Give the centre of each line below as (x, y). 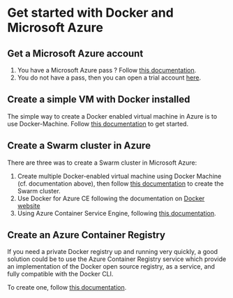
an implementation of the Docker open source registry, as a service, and (111, 267)
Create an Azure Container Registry (87, 235)
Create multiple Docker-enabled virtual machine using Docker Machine (119, 176)
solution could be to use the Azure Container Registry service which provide (117, 259)
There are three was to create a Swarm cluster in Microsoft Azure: (102, 163)
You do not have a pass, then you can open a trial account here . (109, 77)
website (29, 206)
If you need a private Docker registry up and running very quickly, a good (113, 252)
